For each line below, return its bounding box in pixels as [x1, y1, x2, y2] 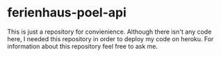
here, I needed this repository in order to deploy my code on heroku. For [7, 34, 214, 43]
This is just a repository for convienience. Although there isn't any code [7, 27, 212, 36]
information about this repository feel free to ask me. [7, 42, 158, 50]
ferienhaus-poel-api [7, 5, 127, 21]
